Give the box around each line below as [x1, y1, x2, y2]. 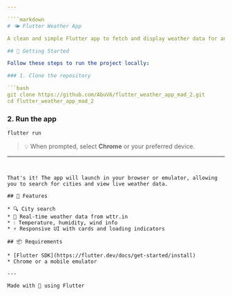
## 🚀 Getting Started [7, 48, 70, 55]
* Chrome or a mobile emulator [7, 258, 97, 265]
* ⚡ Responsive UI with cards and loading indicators [7, 225, 166, 232]
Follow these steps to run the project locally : [7, 60, 150, 67]
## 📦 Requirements [7, 238, 63, 245]
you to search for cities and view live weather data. [7, 180, 168, 187]
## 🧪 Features [7, 193, 48, 199]
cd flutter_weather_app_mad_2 [7, 97, 95, 104]
